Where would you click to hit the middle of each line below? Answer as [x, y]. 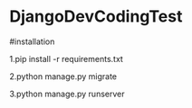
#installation [32, 41]
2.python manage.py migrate [63, 76]
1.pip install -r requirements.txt [67, 58]
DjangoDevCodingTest [96, 17]
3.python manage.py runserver [67, 94]
